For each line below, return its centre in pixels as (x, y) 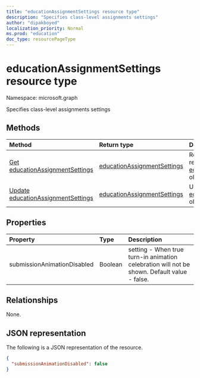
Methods (23, 128)
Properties (26, 223)
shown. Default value (158, 272)
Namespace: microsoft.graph (42, 97)
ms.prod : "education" (33, 34)
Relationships (32, 300)
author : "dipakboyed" (33, 23)
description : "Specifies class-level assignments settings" (82, 17)
